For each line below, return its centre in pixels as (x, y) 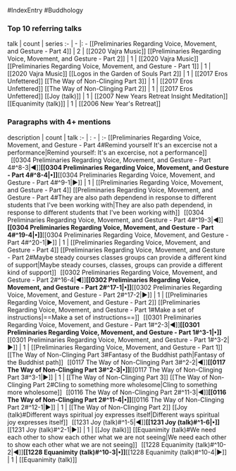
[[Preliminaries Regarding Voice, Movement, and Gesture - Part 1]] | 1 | (109, 66)
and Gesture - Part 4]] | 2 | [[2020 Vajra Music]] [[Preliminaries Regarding (114, 51)
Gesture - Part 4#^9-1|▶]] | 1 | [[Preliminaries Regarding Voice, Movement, (116, 182)
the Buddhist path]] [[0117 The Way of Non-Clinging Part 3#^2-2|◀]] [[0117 (117, 362)
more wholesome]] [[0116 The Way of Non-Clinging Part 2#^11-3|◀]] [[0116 (117, 392)
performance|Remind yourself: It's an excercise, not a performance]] (107, 152)
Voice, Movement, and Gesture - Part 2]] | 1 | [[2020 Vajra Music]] (103, 59)
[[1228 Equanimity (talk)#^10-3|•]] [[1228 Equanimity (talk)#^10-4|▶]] (125, 452)
